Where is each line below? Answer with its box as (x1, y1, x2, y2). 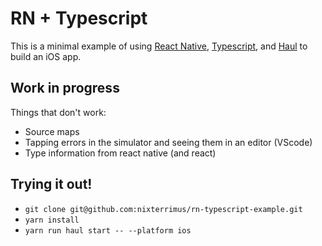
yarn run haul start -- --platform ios (24, 225, 192, 236)
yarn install (24, 215, 80, 225)
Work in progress (10, 80, 120, 97)
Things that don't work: (10, 106, 107, 118)
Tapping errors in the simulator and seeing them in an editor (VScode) (24, 136, 313, 148)
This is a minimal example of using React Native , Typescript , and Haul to (10, 40, 308, 52)
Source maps (24, 125, 80, 137)
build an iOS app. (10, 50, 82, 62)
